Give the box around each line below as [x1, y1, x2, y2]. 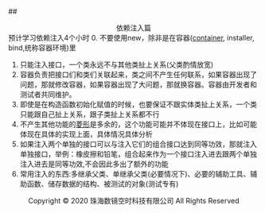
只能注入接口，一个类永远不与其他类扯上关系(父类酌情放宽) [19, 60, 214, 69]
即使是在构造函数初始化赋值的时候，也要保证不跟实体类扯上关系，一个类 [19, 99, 257, 109]
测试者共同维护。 [19, 90, 76, 99]
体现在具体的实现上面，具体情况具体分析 [19, 130, 153, 138]
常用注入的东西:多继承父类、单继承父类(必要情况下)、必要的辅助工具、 [19, 169, 251, 178]
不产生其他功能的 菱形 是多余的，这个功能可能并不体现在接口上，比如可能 [19, 119, 257, 129]
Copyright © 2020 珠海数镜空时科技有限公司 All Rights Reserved [27, 196, 240, 205]
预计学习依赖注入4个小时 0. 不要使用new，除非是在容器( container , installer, [8, 33, 255, 42]
